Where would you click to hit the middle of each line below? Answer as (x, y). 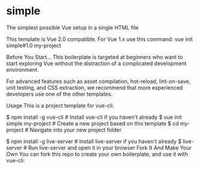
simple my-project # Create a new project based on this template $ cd (93, 123)
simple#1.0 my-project (34, 45)
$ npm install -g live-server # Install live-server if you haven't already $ (94, 141)
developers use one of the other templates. (59, 94)
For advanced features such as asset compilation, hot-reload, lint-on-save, (99, 81)
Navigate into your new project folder (75, 130)
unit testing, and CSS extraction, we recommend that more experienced (95, 87)
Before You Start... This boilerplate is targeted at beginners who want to (95, 57)
